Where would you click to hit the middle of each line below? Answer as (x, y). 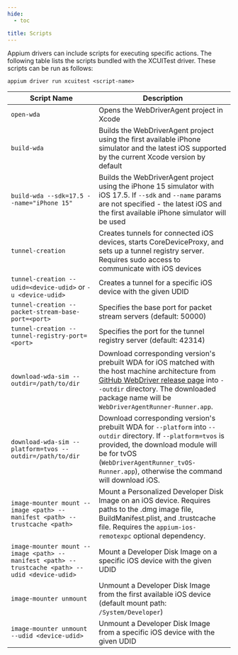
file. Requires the (127, 527)
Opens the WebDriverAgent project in (161, 110)
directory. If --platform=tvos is (173, 436)
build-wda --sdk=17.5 (47, 196)
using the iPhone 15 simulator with (157, 186)
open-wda (25, 115)
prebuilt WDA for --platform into (153, 427)
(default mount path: (133, 603)
